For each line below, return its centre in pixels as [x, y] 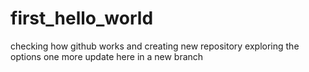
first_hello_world [82, 18]
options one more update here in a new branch [107, 56]
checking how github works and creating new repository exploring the [155, 46]
